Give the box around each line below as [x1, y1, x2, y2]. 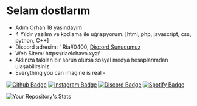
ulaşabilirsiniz [15, 62, 50, 70]
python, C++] [15, 37, 49, 44]
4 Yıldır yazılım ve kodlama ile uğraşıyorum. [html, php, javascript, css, [15, 30, 192, 37]
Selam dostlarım [6, 4, 91, 18]
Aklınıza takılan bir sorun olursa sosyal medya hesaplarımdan [15, 56, 168, 63]
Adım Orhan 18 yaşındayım [15, 24, 82, 31]
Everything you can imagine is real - [15, 69, 106, 76]
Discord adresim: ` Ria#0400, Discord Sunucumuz [15, 43, 141, 51]
